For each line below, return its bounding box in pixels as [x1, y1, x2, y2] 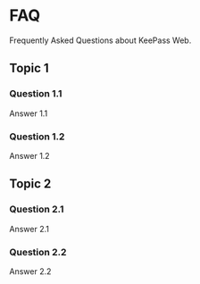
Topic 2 [9, 176, 52, 192]
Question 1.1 [9, 88, 62, 100]
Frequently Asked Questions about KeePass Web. [9, 35, 192, 46]
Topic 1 [9, 61, 49, 76]
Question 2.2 [9, 246, 67, 258]
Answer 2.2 [9, 265, 52, 277]
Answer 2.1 [9, 223, 49, 234]
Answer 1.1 [9, 108, 48, 119]
